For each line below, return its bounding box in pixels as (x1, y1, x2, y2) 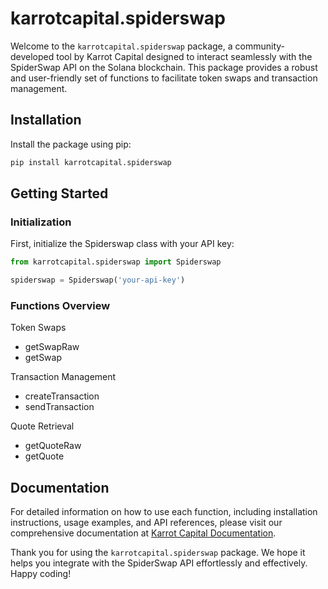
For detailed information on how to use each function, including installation (10, 506, 318, 518)
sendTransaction (24, 401, 95, 413)
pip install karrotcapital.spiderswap (10, 157, 172, 167)
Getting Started (10, 185, 109, 202)
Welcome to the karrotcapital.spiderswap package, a (10, 40, 233, 52)
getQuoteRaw (24, 440, 82, 452)
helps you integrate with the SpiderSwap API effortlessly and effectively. (10, 557, 308, 569)
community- (234, 40, 285, 52)
